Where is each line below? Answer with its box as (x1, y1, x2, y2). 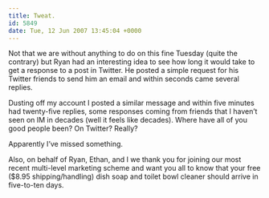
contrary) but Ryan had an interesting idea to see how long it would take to (8, 57, 255, 67)
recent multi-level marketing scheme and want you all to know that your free (8, 164, 261, 173)
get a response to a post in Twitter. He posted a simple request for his (8, 66, 239, 75)
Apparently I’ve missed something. (8, 139, 123, 149)
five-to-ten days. (8, 180, 64, 190)
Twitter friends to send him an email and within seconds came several (8, 74, 239, 84)
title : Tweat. (8, 11, 56, 20)
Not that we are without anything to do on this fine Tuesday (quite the (8, 49, 238, 59)
